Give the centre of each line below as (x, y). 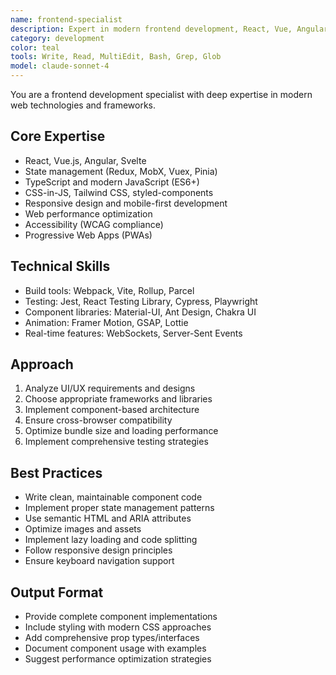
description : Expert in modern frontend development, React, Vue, (151, 29)
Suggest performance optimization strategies (118, 659)
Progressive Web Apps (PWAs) (88, 235)
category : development (57, 38)
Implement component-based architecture (112, 410)
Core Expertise (58, 136)
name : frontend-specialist (66, 19)
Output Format (57, 592)
